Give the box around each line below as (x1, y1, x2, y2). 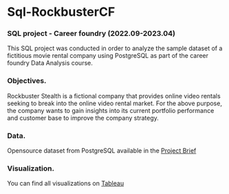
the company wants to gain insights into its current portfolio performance (7, 106, 215, 114)
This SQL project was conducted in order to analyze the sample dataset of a (7, 44, 223, 52)
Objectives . (7, 76, 47, 86)
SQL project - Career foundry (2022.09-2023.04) (7, 29, 175, 39)
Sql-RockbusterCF (7, 4, 116, 20)
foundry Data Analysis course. (7, 59, 93, 67)
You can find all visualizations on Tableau (7, 180, 124, 188)
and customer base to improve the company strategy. (7, 114, 160, 122)
